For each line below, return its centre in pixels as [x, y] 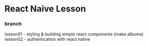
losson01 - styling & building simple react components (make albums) [74, 34]
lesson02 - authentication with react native [47, 39]
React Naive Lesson [45, 9]
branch [13, 24]
